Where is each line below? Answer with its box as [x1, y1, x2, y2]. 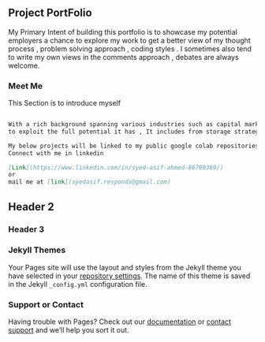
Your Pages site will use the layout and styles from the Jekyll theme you [8, 262, 242, 272]
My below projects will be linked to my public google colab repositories [8, 142, 259, 150]
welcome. [8, 61, 40, 70]
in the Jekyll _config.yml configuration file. [8, 279, 147, 288]
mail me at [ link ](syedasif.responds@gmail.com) [8, 178, 171, 186]
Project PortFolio [8, 6, 92, 20]
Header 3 [8, 224, 45, 235]
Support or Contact [8, 299, 84, 310]
